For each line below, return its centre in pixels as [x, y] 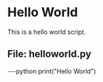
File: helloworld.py [49, 54]
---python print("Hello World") [52, 71]
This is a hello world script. [47, 32]
